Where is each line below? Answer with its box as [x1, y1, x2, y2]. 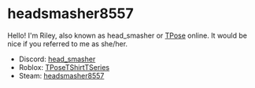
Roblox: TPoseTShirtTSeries [18, 62, 110, 71]
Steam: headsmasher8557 [18, 71, 105, 80]
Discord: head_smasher [18, 54, 96, 64]
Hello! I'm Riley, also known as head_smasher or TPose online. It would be [7, 31, 247, 40]
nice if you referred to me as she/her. [7, 38, 128, 48]
